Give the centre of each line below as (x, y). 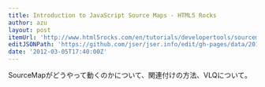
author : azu (28, 23)
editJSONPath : (32, 45)
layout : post (30, 30)
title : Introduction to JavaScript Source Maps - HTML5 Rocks (112, 15)
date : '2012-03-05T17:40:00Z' (58, 52)
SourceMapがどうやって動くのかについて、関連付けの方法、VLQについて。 (130, 75)
